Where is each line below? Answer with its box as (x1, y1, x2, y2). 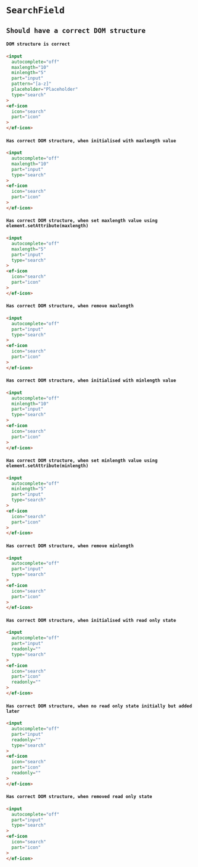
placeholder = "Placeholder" (11, 87, 78, 93)
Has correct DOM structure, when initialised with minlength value (6, 377, 177, 384)
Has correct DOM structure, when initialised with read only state (6, 617, 177, 623)
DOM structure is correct (6, 41, 70, 47)
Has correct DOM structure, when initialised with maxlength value (6, 138, 177, 144)
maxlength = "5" (11, 246, 46, 252)
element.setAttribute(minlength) (6, 463, 89, 469)
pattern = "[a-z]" (11, 81, 52, 87)
